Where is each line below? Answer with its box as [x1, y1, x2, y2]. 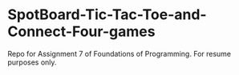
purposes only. [7, 57, 57, 67]
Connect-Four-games [7, 22, 156, 41]
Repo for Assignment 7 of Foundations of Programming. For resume [7, 49, 232, 58]
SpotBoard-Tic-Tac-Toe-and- [7, 6, 207, 24]
